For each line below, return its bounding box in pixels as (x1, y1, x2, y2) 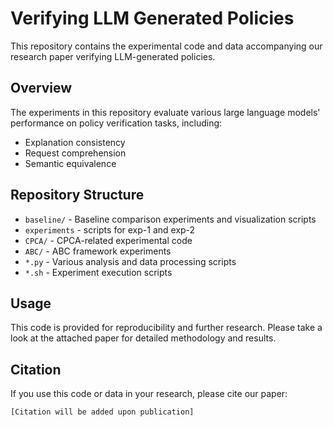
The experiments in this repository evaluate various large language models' (10, 106, 321, 118)
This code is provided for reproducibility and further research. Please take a (10, 322, 323, 334)
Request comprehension (24, 147, 127, 159)
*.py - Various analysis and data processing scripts (24, 255, 237, 267)
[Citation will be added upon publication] (10, 407, 195, 417)
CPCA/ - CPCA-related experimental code (24, 234, 193, 246)
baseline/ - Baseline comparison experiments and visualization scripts (24, 213, 317, 225)
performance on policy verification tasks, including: (10, 117, 223, 129)
